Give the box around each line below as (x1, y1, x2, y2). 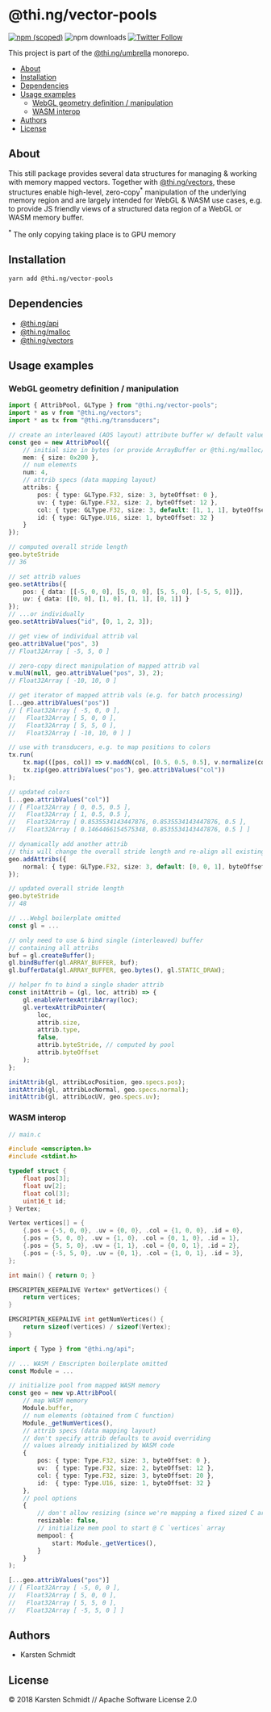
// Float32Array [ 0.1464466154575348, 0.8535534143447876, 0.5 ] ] (8, 826, 251, 834)
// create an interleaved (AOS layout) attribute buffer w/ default (8, 430, 244, 439)
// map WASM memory (23, 1396, 89, 1405)
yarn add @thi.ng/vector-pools (8, 274, 114, 283)
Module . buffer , (23, 1404, 74, 1413)
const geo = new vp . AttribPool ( (8, 1389, 117, 1397)
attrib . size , (37, 1019, 81, 1027)
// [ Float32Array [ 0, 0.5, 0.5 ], (8, 803, 131, 811)
